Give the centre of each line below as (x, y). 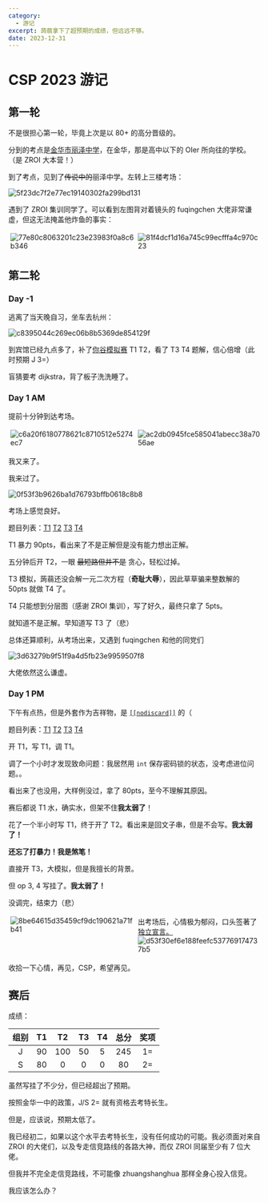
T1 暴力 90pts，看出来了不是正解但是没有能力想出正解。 (101, 545)
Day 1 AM (27, 397)
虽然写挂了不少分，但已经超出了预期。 (71, 1085)
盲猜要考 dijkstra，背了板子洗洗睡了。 (71, 376)
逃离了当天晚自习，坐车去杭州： (61, 316)
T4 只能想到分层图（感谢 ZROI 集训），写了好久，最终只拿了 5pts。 (118, 606)
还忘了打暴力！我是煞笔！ (50, 851)
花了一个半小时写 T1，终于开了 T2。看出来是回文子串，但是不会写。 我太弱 (131, 824)
